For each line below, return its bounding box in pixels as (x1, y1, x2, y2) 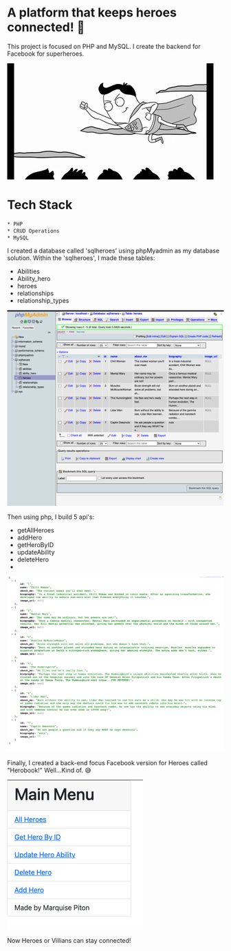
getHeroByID (16, 540, 54, 548)
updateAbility (16, 548, 55, 556)
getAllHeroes (16, 526, 55, 534)
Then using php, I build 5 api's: (7, 513, 95, 521)
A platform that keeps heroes (7, 5, 177, 21)
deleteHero (16, 555, 49, 564)
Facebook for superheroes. (7, 50, 85, 58)
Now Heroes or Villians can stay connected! (7, 936, 131, 944)
